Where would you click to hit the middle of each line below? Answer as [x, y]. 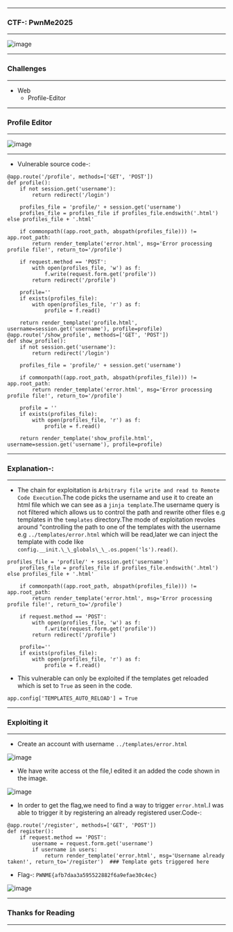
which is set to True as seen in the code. [75, 686]
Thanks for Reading [41, 913]
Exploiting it [28, 723]
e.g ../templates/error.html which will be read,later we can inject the [118, 535]
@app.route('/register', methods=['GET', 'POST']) [82, 826]
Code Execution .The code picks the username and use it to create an [115, 497]
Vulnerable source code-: [54, 163]
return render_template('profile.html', [79, 323]
